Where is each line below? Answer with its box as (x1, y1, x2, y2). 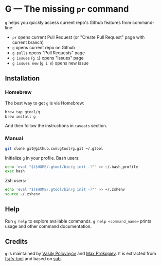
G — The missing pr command (5, 3, 129, 15)
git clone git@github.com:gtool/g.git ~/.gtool (5, 146, 104, 151)
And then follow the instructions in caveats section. (5, 123, 107, 129)
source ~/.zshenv (5, 192, 40, 197)
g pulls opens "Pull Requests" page (12, 50, 85, 56)
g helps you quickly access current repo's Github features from (5, 20, 131, 25)
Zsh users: (5, 178, 26, 184)
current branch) (12, 39, 44, 45)
